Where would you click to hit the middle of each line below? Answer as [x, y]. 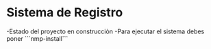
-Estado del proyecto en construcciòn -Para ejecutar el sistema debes [105, 31]
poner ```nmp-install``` [37, 38]
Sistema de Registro [65, 13]
